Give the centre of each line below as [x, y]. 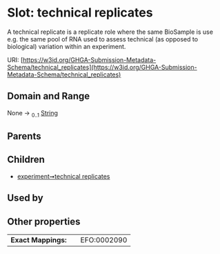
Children [26, 160]
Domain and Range [49, 96]
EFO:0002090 [104, 240]
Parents [24, 136]
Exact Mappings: [39, 240]
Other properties [44, 221]
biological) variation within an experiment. [67, 46]
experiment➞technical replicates [63, 176]
